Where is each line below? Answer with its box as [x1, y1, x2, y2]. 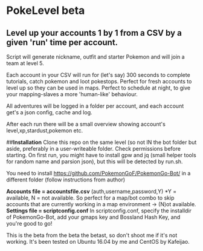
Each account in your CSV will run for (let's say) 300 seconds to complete [6, 71, 190, 79]
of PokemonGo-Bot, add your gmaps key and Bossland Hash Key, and [6, 214, 181, 221]
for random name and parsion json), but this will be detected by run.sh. [6, 158, 183, 165]
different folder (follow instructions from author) [6, 176, 126, 183]
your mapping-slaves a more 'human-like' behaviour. [6, 91, 138, 97]
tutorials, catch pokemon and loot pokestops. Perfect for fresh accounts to [6, 78, 192, 85]
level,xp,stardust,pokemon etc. [6, 127, 83, 134]
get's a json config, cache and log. [6, 109, 92, 116]
